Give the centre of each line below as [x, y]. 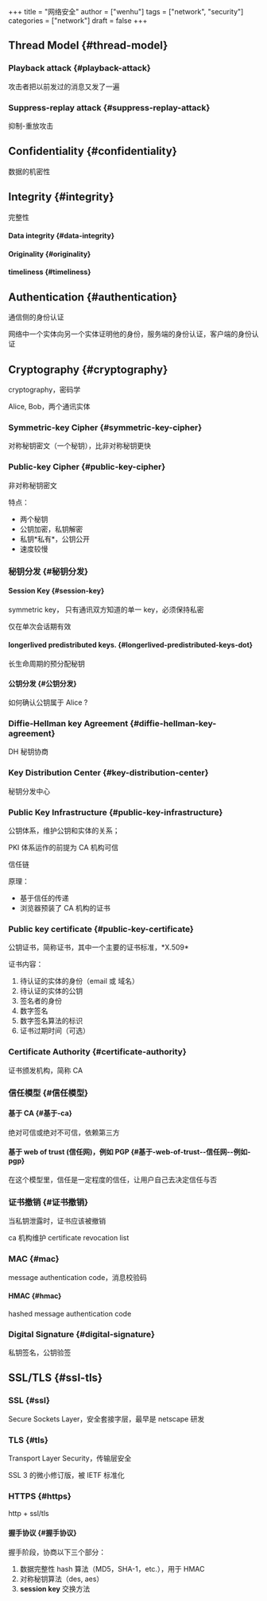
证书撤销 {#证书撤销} [48, 1202]
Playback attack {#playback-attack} [79, 68]
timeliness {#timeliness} [50, 272]
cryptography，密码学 [44, 390]
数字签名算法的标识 [51, 1021]
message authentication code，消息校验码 [77, 1277]
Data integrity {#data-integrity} [62, 236]
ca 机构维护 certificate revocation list [69, 1238]
